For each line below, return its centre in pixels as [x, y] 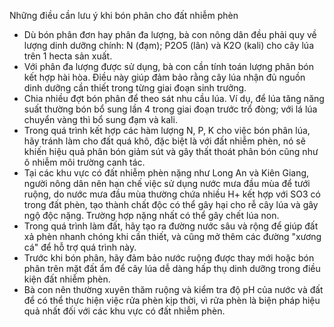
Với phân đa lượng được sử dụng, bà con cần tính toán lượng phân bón [168, 66]
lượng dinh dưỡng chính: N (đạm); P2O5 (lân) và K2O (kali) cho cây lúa [168, 45]
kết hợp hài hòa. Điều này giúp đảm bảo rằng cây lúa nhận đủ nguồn [164, 77]
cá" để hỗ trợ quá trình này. [80, 247]
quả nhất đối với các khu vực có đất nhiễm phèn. [124, 311]
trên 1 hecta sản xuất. [68, 56]
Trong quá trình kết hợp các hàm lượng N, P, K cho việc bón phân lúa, [167, 130]
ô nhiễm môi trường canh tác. [84, 162]
